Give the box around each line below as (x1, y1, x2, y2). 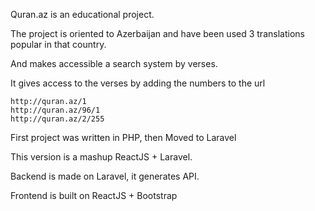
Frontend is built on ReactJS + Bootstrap (10, 190, 178, 201)
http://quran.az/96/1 (10, 105, 101, 115)
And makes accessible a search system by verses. (10, 58, 218, 69)
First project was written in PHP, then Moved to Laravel (10, 132, 237, 143)
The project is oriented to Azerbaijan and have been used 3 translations (10, 28, 305, 39)
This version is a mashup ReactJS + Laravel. (10, 151, 193, 163)
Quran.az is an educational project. (10, 9, 155, 20)
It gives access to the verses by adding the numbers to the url (10, 77, 266, 89)
